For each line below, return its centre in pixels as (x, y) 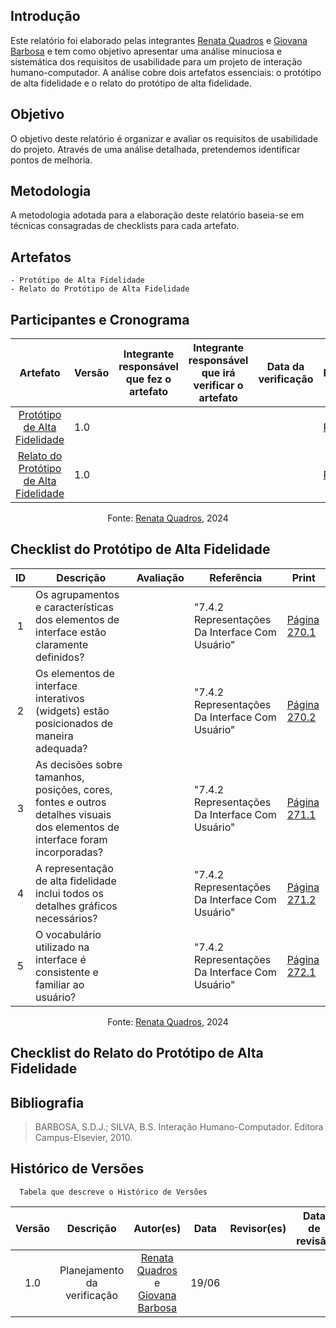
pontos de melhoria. (51, 160)
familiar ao (60, 984)
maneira (54, 736)
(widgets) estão (72, 711)
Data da (285, 367)
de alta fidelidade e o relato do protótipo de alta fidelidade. (131, 83)
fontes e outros (71, 802)
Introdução (45, 16)
